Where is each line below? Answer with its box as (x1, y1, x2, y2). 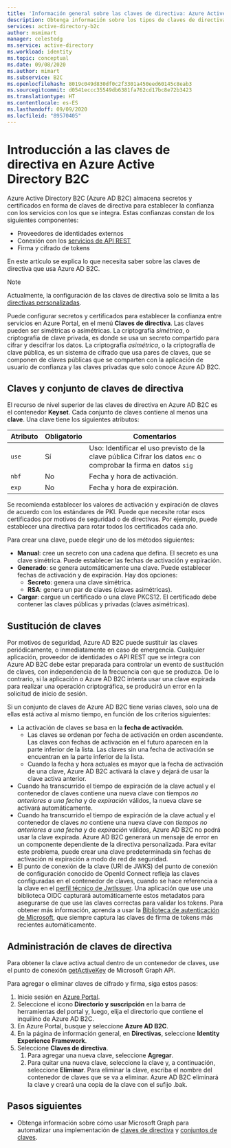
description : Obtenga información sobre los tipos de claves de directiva (7, 16, 226, 23)
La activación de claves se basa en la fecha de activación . (16, 723, 184, 732)
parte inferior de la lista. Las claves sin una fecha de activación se (27, 745, 214, 753)
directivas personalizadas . (7, 298, 82, 307)
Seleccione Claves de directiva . (16, 1044, 109, 1052)
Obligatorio (44, 432, 82, 441)
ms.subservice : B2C (7, 74, 63, 81)
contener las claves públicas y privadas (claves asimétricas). (16, 600, 190, 608)
